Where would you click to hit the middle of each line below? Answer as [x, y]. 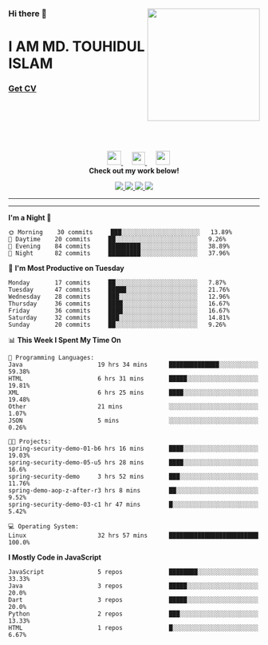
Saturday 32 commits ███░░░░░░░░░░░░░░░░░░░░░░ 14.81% [119, 318]
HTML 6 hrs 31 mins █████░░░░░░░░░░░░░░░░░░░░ [134, 379]
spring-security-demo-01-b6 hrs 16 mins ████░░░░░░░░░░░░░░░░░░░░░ [134, 449]
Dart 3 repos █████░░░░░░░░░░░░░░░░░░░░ [134, 600]
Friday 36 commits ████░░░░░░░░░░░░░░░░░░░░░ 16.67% [119, 311]
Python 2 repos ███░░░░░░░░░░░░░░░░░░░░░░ [134, 614]
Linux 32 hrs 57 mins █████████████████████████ [134, 536]
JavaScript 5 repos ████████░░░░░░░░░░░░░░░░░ [134, 572]
